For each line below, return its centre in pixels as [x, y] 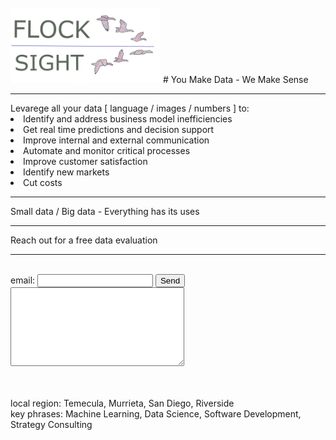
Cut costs [43, 182]
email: [23, 280]
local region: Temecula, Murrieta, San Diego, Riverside [122, 403]
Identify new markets [66, 172]
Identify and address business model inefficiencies [128, 119]
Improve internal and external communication [116, 140]
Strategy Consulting [51, 424]
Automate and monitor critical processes [107, 150]
